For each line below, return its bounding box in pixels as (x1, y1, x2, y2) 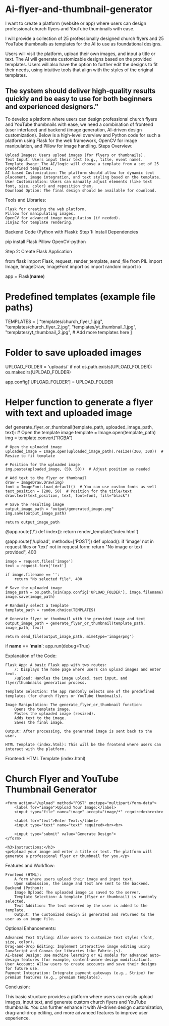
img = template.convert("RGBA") (5, 435, 73, 441)
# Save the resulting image (5, 502, 65, 507)
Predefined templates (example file (5, 291, 156, 302)
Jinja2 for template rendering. (5, 220, 73, 225)
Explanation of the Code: (5, 652, 57, 659)
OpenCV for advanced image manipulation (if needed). (5, 215, 121, 220)
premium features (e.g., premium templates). (5, 974, 102, 980)
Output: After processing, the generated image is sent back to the (5, 729, 152, 734)
